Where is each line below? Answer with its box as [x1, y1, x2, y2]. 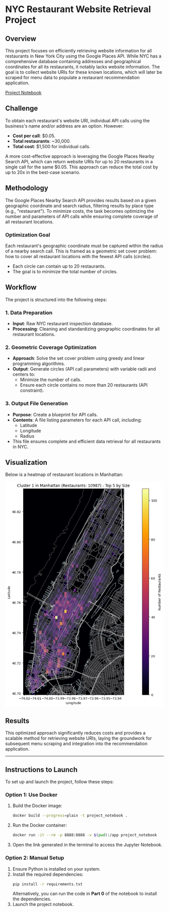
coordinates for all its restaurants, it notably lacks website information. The [5, 64, 160, 70]
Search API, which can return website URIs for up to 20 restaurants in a [5, 158, 153, 164]
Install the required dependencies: [12, 871, 84, 877]
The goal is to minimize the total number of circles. [12, 268, 118, 274]
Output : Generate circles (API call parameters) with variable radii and [12, 366, 156, 372]
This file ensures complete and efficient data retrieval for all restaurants [12, 438, 161, 444]
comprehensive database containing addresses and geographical [5, 58, 141, 64]
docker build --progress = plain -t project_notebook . [12, 813, 128, 818]
